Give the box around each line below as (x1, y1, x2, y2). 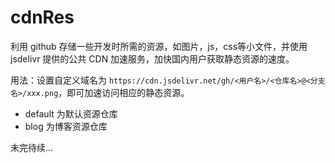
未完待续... (10, 141, 54, 153)
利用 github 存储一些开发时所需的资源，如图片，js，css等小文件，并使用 (10, 40, 308, 52)
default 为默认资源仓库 (24, 107, 118, 120)
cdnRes (10, 6, 75, 29)
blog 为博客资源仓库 (24, 120, 108, 132)
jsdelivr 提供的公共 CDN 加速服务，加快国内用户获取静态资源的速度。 (10, 52, 295, 65)
